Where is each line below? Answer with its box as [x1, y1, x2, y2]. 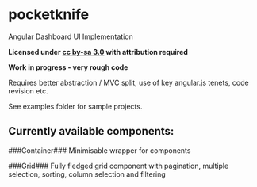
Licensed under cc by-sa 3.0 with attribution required [8, 47, 189, 56]
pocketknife [8, 6, 90, 24]
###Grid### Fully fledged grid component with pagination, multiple [8, 161, 229, 170]
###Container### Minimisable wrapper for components [8, 145, 191, 155]
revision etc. [8, 86, 49, 96]
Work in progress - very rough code [8, 62, 128, 72]
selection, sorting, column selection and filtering [8, 169, 167, 179]
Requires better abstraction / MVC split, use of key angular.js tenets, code [8, 78, 249, 87]
